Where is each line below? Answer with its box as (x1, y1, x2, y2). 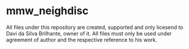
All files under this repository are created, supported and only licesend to (6, 24, 184, 31)
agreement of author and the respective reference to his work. (6, 36, 158, 43)
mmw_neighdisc (6, 4, 89, 18)
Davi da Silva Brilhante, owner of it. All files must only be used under (6, 30, 172, 37)
